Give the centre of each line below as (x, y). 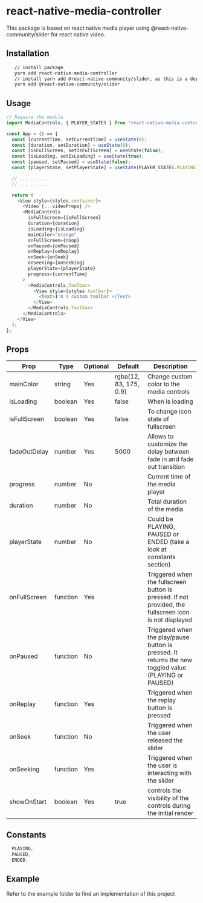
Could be (160, 519)
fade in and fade (170, 459)
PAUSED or (163, 534)
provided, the (166, 605)
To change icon (169, 412)
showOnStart (28, 802)
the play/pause (168, 637)
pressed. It (163, 653)
